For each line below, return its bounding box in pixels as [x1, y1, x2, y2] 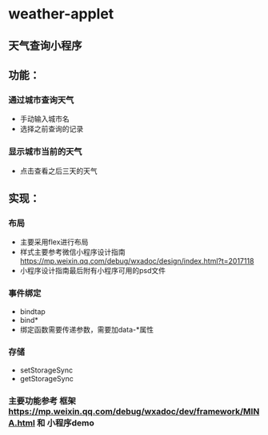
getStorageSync [19, 373, 74, 383]
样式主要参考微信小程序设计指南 [19, 248, 126, 257]
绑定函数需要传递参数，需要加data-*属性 [19, 324, 154, 334]
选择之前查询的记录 [19, 124, 84, 134]
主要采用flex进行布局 [19, 237, 89, 247]
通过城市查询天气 [8, 94, 74, 105]
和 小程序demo [37, 417, 94, 429]
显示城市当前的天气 [8, 146, 82, 157]
